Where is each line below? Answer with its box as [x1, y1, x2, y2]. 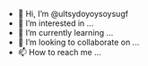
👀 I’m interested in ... [17, 18, 94, 29]
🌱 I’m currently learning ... [17, 28, 114, 37]
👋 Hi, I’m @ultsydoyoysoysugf [17, 9, 128, 19]
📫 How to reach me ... [17, 47, 101, 57]
